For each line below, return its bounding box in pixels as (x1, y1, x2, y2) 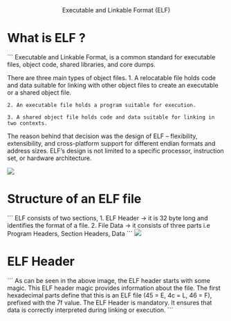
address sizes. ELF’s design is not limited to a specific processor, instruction (7, 146, 225, 155)
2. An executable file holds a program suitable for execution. (7, 101, 196, 108)
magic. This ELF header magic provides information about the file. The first (7, 284, 221, 292)
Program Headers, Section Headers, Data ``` (7, 229, 133, 237)
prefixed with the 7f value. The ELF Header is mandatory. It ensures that (7, 298, 212, 307)
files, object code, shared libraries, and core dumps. (7, 60, 156, 68)
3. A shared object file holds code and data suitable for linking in (7, 113, 215, 121)
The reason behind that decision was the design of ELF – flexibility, (7, 132, 198, 140)
